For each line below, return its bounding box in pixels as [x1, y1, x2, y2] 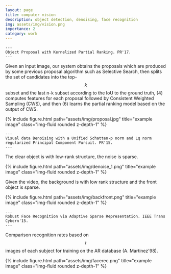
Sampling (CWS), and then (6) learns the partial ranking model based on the [5, 101, 165, 107]
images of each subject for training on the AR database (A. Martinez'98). [5, 248, 158, 254]
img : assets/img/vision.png [5, 21, 65, 27]
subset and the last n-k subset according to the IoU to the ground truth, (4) [5, 90, 163, 96]
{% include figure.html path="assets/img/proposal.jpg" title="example [5, 116, 153, 122]
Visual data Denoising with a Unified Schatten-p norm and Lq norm [5, 136, 152, 141]
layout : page [5, 7, 33, 13]
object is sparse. [5, 184, 40, 190]
